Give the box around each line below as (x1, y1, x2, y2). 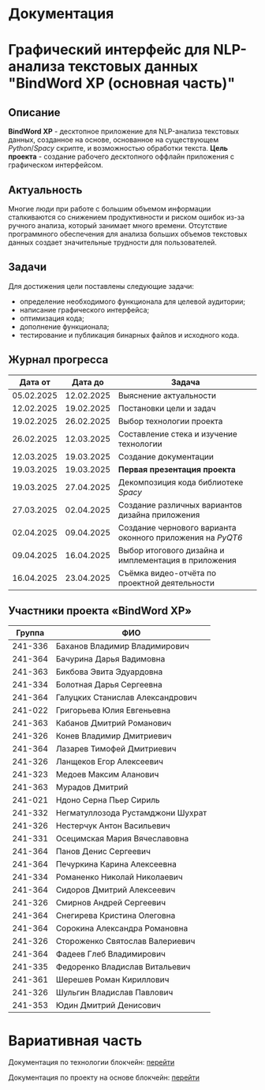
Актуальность (8, 183, 83, 197)
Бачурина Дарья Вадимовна (55, 654, 166, 665)
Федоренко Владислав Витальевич (55, 961, 191, 972)
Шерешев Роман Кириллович (55, 974, 170, 985)
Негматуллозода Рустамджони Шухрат (55, 807, 207, 818)
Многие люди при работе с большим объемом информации (8, 204, 211, 213)
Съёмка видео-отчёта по (118, 567, 217, 579)
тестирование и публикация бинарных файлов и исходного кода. (19, 330, 240, 339)
